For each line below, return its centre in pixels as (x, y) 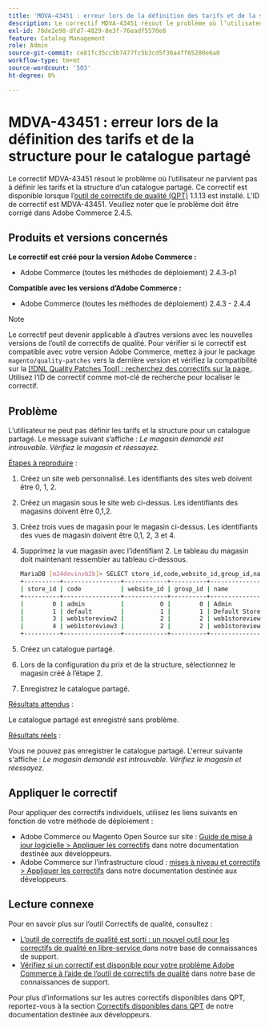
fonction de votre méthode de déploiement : (81, 821)
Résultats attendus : (41, 704)
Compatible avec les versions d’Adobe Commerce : (95, 288)
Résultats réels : (35, 736)
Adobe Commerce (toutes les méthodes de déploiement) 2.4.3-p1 (128, 273)
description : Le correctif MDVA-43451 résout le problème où (112, 23)
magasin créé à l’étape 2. (61, 673)
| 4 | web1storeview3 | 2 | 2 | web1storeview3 (142, 627)
